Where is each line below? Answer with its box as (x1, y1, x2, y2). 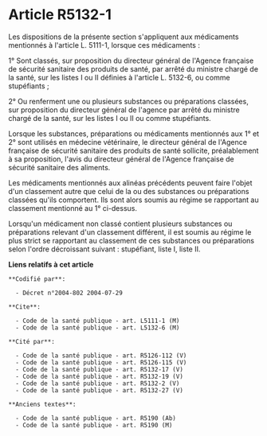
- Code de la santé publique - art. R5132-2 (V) (15, 380, 180, 387)
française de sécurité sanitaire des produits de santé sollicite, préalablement (8, 146, 259, 155)
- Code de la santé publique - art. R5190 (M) (15, 421, 173, 429)
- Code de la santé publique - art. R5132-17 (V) (15, 365, 183, 373)
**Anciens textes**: (8, 400, 77, 408)
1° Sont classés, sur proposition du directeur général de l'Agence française (8, 56, 254, 65)
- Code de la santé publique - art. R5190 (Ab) (15, 414, 177, 422)
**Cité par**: (8, 337, 56, 345)
